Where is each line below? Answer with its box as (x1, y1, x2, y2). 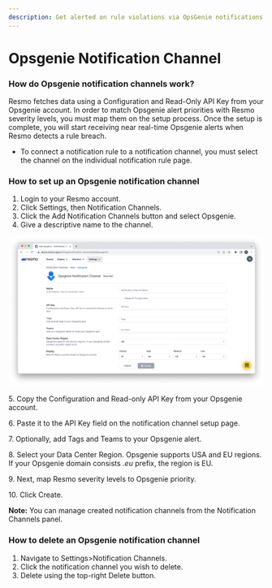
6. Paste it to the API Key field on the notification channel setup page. (8, 418, 240, 428)
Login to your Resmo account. (19, 194, 121, 204)
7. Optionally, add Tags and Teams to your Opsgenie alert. (8, 435, 202, 444)
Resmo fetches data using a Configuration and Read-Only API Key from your (8, 97, 264, 106)
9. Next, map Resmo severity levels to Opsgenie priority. (8, 474, 196, 484)
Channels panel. (8, 514, 63, 524)
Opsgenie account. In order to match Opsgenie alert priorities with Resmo (8, 106, 255, 115)
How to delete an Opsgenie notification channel (8, 534, 201, 546)
